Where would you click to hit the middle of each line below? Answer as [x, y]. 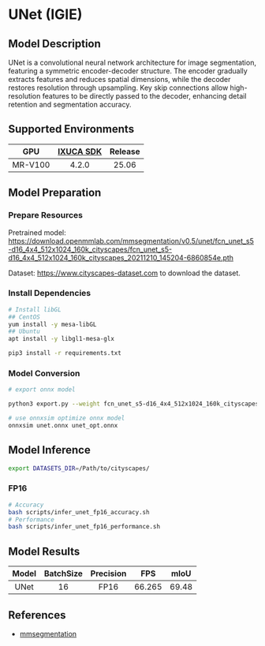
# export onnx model [42, 390]
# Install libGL [35, 309]
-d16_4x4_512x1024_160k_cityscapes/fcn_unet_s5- [90, 249]
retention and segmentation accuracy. [70, 105]
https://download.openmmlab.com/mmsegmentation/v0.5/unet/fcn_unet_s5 [131, 241]
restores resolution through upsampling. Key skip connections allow [118, 88]
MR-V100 [31, 165]
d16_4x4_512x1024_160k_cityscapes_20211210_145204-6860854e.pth [121, 257]
